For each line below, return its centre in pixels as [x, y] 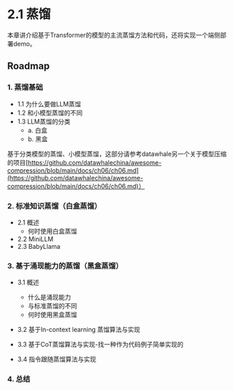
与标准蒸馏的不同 [52, 306]
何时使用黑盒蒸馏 [52, 315]
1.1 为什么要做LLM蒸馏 [49, 104]
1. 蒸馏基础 [25, 87]
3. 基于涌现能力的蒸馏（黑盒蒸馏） [65, 266]
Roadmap [29, 66]
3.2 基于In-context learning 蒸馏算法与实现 [79, 330]
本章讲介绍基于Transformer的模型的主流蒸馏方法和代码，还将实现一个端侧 [114, 35]
